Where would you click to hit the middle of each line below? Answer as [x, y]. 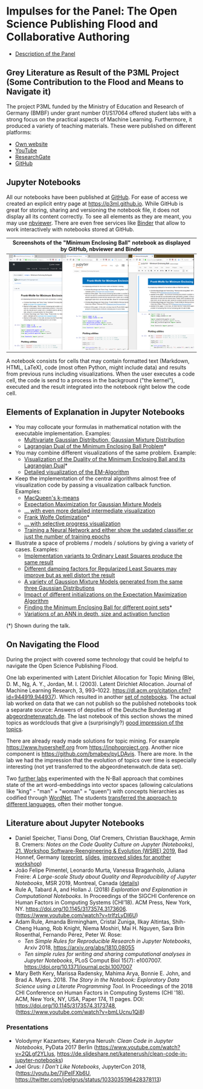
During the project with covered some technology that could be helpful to [98, 659]
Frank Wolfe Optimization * [57, 517]
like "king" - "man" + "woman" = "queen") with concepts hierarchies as [95, 791]
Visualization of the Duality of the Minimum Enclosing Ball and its [105, 459]
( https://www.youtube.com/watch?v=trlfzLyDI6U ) [76, 915]
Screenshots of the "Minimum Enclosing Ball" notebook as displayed [101, 243]
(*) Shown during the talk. [38, 625]
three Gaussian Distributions [59, 588]
